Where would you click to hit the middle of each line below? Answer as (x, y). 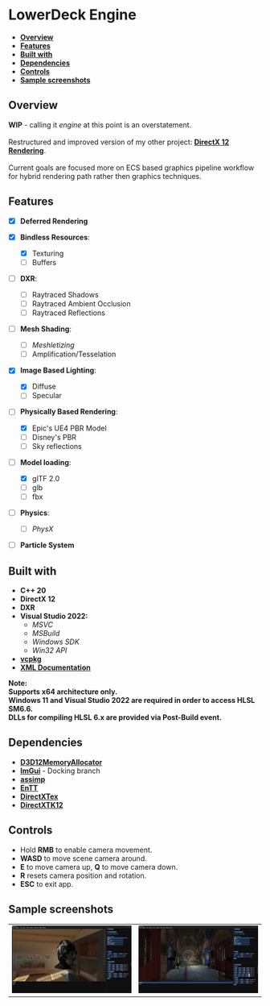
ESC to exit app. (47, 883)
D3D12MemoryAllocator (61, 762)
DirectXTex (39, 796)
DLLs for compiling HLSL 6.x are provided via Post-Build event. (115, 717)
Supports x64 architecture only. (63, 692)
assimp (33, 779)
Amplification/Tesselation (74, 354)
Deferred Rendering (54, 221)
